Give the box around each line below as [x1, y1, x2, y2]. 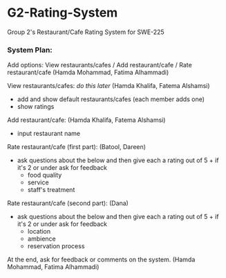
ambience [27, 234, 57, 243]
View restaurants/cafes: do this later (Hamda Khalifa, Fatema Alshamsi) [7, 82, 210, 90]
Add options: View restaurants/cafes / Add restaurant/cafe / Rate [7, 61, 192, 69]
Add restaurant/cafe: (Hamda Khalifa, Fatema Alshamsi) [7, 116, 166, 124]
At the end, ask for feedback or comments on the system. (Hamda [7, 255, 196, 264]
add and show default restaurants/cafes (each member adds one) [17, 95, 205, 103]
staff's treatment [27, 186, 75, 194]
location [27, 227, 51, 236]
